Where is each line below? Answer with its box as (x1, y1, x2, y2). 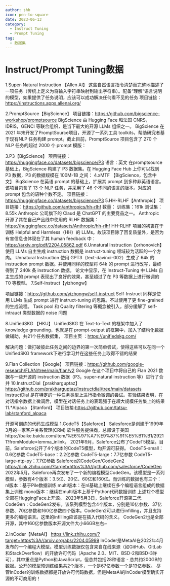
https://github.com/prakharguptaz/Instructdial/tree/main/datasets (5, 386, 142, 392)
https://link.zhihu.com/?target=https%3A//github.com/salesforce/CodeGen (5, 463, 162, 469)
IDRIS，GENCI (5, 123, 35, 129)
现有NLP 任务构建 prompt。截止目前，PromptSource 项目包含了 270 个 (9, 135, 158, 142)
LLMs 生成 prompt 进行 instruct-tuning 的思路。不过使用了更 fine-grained (11, 297, 163, 303)
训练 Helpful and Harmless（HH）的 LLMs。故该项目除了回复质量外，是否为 (5, 229, 164, 235)
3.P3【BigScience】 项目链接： (5, 153, 71, 159)
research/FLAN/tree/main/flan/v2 (5, 367, 75, 373)
